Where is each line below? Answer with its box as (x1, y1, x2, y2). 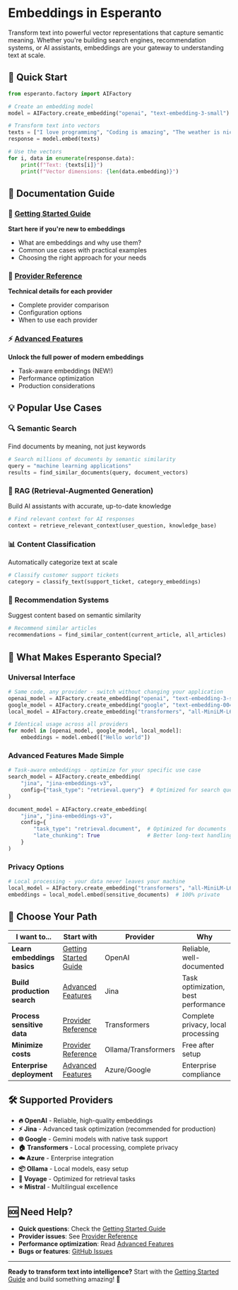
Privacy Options (8, 861, 64, 871)
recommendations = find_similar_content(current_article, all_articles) (8, 632, 227, 639)
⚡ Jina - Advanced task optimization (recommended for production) (18, 1125, 216, 1133)
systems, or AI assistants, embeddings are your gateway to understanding (8, 43, 225, 52)
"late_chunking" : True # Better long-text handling (33, 832, 233, 839)
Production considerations (18, 381, 95, 390)
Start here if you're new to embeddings (8, 225, 126, 233)
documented (182, 961, 225, 971)
